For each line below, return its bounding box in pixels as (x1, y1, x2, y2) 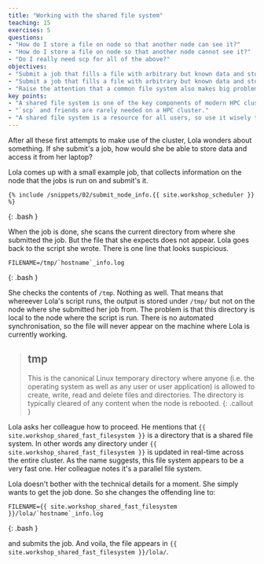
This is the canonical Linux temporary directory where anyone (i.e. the (27, 373, 255, 382)
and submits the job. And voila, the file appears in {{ (8, 538, 178, 547)
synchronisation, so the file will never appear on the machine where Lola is (8, 321, 250, 330)
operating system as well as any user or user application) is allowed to (27, 382, 255, 391)
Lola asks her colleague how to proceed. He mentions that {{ (8, 422, 206, 431)
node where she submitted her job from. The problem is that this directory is (8, 304, 255, 314)
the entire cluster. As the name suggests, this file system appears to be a (8, 455, 244, 465)
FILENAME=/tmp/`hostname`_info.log (8, 259, 125, 267)
